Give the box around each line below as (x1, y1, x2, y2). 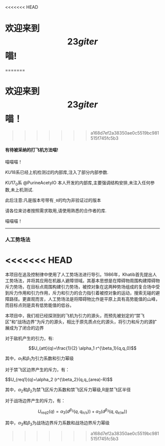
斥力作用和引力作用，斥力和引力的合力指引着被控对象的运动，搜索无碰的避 (9, 290, 160, 296)
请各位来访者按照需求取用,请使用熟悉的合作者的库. (5, 207, 107, 213)
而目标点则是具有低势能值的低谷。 (5, 302, 74, 308)
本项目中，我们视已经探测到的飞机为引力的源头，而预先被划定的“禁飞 (5, 312, 145, 318)
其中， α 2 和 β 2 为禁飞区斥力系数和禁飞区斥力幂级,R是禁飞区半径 (5, 387, 131, 393)
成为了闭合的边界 (9, 325, 44, 331)
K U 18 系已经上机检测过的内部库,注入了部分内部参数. (5, 169, 109, 175)
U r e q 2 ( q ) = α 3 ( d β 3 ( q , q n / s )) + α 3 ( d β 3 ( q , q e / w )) (37, 408, 128, 416)
